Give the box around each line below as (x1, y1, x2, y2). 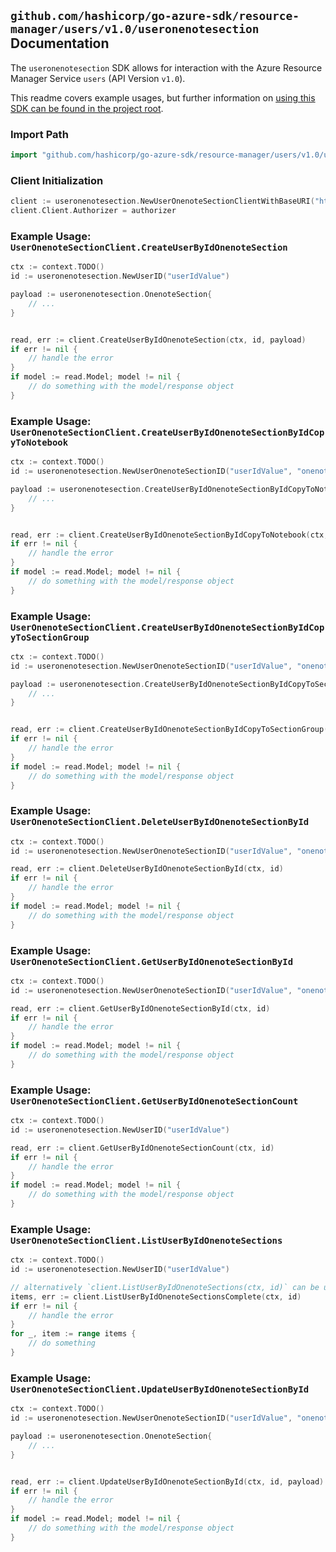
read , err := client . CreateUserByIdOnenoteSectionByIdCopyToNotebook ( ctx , (10, 530, 329, 540)
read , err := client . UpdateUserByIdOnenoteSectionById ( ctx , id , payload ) (10, 1476, 325, 1487)
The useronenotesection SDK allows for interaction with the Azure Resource (10, 61, 323, 74)
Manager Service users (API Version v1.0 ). (10, 72, 186, 84)
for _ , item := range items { (10, 1329, 137, 1339)
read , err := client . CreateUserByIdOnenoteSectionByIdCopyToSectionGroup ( (10, 725, 329, 735)
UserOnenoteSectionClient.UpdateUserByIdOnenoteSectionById (10, 1383, 310, 1395)
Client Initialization (10, 173, 104, 187)
